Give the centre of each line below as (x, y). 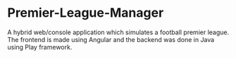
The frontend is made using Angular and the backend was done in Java (111, 39)
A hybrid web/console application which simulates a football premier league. (118, 32)
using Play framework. (40, 47)
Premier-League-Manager (86, 13)
